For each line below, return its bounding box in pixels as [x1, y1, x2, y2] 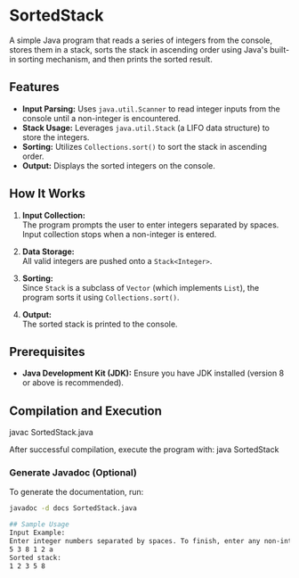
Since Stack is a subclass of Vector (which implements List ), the [21, 282, 260, 293]
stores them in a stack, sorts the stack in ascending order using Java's [9, 44, 269, 54]
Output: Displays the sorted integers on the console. [21, 160, 215, 170]
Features [9, 79, 60, 95]
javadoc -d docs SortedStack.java [9, 504, 138, 513]
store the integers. [21, 131, 90, 143]
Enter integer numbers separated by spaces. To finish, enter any [9, 537, 261, 546]
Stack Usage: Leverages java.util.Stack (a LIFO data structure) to [21, 122, 270, 133]
